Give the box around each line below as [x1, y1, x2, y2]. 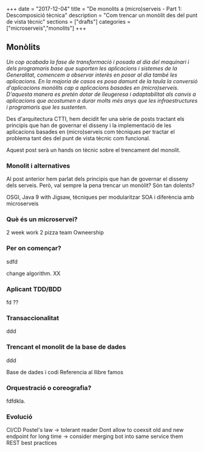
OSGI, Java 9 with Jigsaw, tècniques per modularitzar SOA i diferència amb [6, 194, 194, 201]
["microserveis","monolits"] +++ [6, 24, 87, 32]
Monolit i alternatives [6, 161, 70, 169]
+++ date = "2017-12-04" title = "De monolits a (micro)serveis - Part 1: [6, 5, 182, 12]
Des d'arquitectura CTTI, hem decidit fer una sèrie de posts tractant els [6, 115, 185, 122]
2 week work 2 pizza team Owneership [6, 229, 104, 236]
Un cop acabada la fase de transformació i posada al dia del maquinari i [6, 58, 189, 66]
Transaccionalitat [6, 313, 59, 322]
